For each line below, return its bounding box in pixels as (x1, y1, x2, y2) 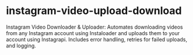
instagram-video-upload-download (6, 4, 182, 18)
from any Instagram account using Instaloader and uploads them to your (6, 29, 180, 36)
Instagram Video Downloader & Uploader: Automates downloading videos (6, 23, 183, 30)
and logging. (6, 42, 36, 49)
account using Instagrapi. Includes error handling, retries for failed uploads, (6, 36, 188, 43)
